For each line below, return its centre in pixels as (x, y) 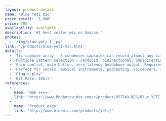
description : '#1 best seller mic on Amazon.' (54, 33)
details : (14, 51)
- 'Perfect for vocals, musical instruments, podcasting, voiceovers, (84, 70)
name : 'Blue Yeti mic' (28, 14)
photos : (13, 38)
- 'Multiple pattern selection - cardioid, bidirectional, (72, 60)
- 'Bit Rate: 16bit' (31, 79)
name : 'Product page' (36, 106)
